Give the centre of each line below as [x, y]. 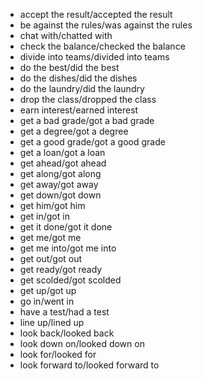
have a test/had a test [64, 312]
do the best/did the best [69, 67]
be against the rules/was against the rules [106, 25]
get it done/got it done [66, 227]
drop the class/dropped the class [88, 99]
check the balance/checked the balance [102, 46]
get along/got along [60, 173]
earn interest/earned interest [79, 110]
